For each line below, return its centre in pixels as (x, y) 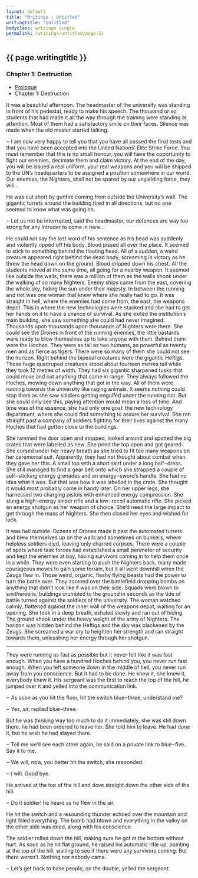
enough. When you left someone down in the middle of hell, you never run (96, 667)
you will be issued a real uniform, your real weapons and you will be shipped (99, 167)
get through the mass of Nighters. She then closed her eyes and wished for (98, 513)
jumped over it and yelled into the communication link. (72, 686)
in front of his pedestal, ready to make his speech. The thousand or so (91, 111)
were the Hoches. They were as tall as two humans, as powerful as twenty (96, 345)
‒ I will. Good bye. (28, 773)
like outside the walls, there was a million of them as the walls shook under (97, 276)
